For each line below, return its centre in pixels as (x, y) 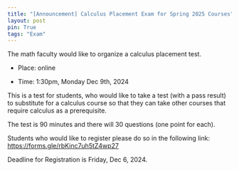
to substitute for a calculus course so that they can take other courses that (117, 103)
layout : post (27, 21)
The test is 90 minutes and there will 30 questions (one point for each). (111, 125)
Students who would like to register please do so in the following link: (109, 138)
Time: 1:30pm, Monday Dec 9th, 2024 (73, 82)
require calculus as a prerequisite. (57, 110)
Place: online (37, 68)
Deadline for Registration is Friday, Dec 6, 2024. (78, 160)
